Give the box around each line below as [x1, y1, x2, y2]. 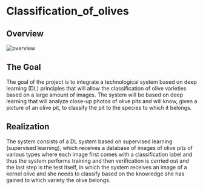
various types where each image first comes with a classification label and [6, 151, 193, 158]
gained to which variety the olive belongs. [6, 176, 111, 183]
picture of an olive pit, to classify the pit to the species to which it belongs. [6, 104, 192, 111]
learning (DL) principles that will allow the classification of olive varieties [6, 84, 187, 92]
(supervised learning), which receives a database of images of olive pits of [6, 144, 193, 151]
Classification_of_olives [6, 4, 129, 18]
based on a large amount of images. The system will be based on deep [6, 91, 184, 98]
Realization [6, 121, 50, 132]
